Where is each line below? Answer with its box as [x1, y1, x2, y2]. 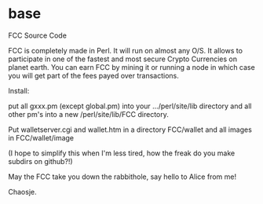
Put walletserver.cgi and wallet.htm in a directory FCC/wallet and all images [8, 125, 253, 134]
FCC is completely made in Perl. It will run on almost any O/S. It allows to [8, 46, 243, 55]
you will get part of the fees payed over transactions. [8, 71, 179, 80]
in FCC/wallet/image [8, 133, 75, 142]
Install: [8, 86, 30, 95]
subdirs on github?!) [8, 156, 73, 166]
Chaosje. [8, 187, 37, 196]
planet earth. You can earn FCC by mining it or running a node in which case [8, 62, 255, 71]
